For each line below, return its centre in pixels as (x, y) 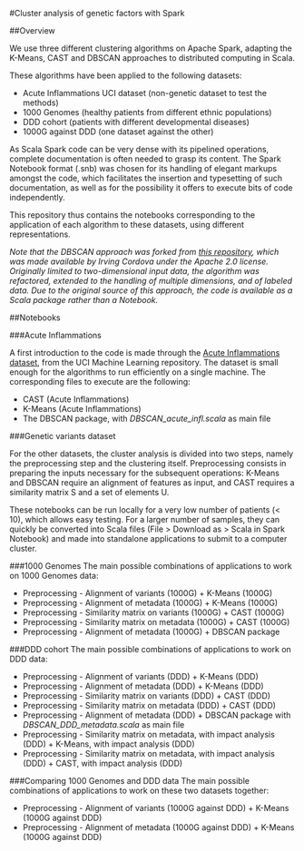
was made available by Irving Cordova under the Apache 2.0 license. (139, 261)
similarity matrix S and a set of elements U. (89, 492)
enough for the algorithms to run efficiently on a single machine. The (137, 372)
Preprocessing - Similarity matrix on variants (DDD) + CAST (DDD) (146, 696)
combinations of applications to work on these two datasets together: (139, 790)
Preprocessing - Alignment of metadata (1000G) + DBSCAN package (151, 631)
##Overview (33, 30)
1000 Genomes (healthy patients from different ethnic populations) (147, 112)
